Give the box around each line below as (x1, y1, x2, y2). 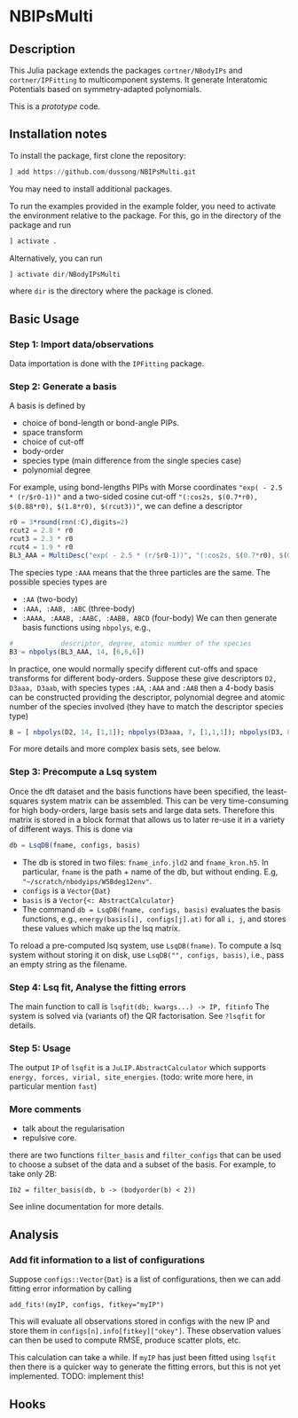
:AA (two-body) (21, 593, 78, 604)
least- (265, 786, 287, 796)
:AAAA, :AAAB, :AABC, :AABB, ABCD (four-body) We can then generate (21, 612, 278, 623)
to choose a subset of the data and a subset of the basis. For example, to (9, 1159, 277, 1170)
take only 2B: (9, 1169, 58, 1179)
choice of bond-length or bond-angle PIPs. (21, 418, 180, 428)
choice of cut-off (21, 436, 84, 447)
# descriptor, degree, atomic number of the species (9, 638, 252, 648)
